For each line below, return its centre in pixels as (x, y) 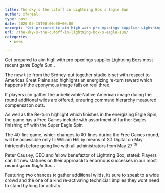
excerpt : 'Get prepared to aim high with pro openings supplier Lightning (83, 28)
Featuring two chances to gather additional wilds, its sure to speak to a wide (82, 175)
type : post (16, 19)
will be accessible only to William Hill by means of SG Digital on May (74, 139)
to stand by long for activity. (33, 186)
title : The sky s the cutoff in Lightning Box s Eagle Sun (67, 10)
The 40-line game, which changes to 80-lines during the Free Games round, (82, 134)
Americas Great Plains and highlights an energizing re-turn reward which (79, 80)
